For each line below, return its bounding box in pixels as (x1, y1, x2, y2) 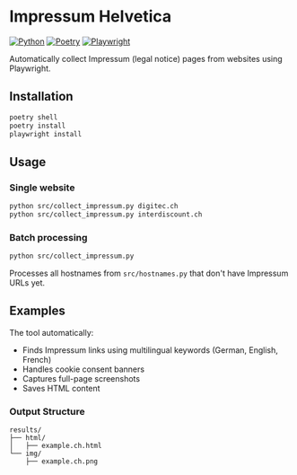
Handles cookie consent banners (22, 364, 145, 374)
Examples (9, 303, 66, 319)
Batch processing (9, 231, 88, 243)
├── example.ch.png (25, 457, 99, 466)
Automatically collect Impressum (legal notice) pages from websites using (9, 53, 283, 64)
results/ (9, 426, 42, 435)
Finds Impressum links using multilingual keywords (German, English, (22, 344, 278, 356)
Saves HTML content (22, 383, 100, 393)
